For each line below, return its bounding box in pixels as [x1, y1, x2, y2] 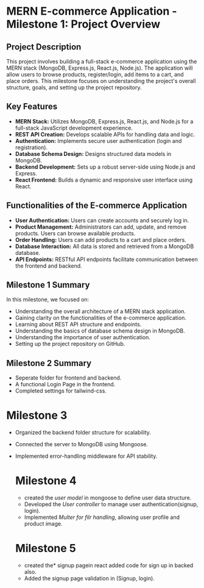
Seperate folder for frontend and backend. [15, 374, 122, 381]
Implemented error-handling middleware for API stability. [15, 452, 158, 460]
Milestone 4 [15, 474, 77, 488]
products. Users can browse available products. [15, 229, 136, 237]
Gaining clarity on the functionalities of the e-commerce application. [15, 314, 187, 322]
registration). [15, 144, 47, 151]
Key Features [6, 101, 58, 112]
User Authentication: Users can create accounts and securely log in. [15, 216, 189, 224]
